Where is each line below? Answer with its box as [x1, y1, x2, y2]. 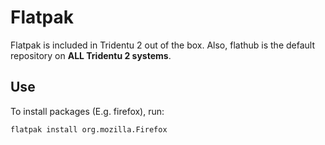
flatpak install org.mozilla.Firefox [10, 124, 168, 135]
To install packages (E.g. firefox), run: [10, 105, 165, 117]
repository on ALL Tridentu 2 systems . [10, 49, 172, 61]
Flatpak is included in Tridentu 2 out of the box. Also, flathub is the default [10, 39, 315, 51]
